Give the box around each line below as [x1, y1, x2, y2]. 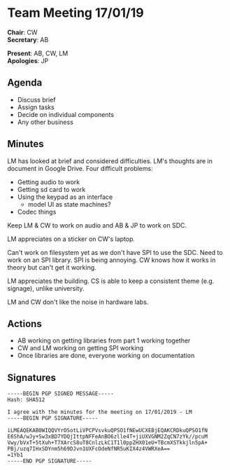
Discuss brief [17, 95, 56, 104]
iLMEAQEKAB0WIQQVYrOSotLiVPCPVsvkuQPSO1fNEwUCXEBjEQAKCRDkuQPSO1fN [7, 427, 208, 434]
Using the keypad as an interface [17, 193, 113, 201]
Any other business [17, 118, 73, 126]
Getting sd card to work [17, 185, 86, 193]
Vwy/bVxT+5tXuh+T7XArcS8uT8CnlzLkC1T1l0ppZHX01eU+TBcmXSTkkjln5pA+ [7, 439, 208, 446]
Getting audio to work [17, 177, 80, 186]
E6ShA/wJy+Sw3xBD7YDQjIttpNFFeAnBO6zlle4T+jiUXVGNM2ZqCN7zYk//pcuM [7, 433, 208, 441]
